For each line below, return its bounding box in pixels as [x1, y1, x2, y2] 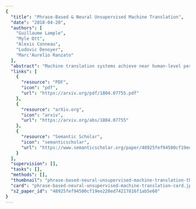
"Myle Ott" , [16, 36, 45, 42]
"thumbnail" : [11, 177, 43, 183]
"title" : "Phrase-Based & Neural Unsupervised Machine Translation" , [11, 14, 184, 20]
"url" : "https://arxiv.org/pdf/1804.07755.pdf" [20, 90, 140, 96]
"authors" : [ [11, 25, 43, 31]
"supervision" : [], [11, 161, 59, 167]
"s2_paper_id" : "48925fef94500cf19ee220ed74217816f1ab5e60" [11, 188, 160, 194]
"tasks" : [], [11, 166, 43, 173]
